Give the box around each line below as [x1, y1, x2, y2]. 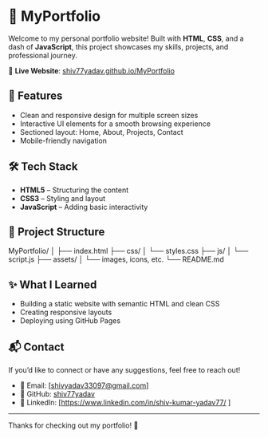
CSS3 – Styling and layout [19, 193, 106, 203]
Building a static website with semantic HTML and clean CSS [19, 299, 220, 309]
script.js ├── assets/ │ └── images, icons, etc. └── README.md [8, 255, 225, 264]
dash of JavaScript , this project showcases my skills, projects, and [8, 41, 229, 51]
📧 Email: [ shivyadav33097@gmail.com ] [19, 381, 149, 390]
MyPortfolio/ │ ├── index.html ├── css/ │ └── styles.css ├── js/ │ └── [8, 247, 249, 256]
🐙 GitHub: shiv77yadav [19, 389, 96, 398]
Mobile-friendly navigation [19, 136, 108, 145]
